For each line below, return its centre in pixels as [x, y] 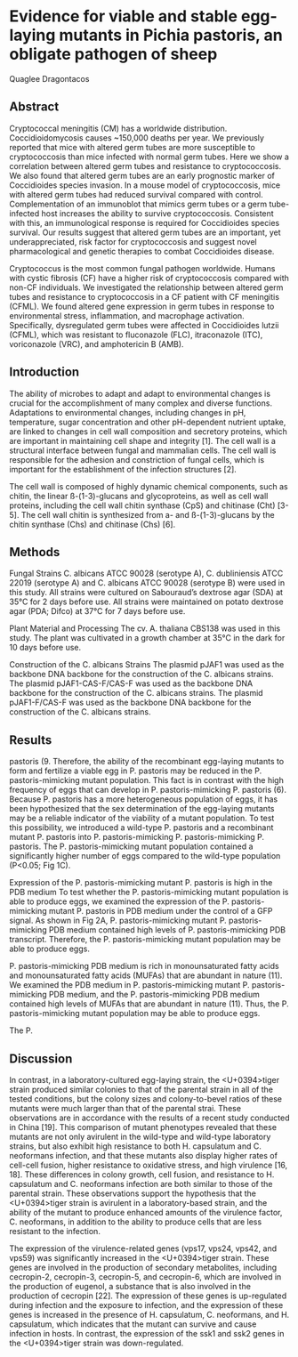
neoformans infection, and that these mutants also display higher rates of [144, 1155]
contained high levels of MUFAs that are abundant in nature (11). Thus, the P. [149, 1004]
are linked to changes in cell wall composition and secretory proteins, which [148, 431]
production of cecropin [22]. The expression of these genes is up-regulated [148, 1296]
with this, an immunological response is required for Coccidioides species [145, 222]
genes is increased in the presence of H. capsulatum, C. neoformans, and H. [149, 1315]
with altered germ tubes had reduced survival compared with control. [137, 194]
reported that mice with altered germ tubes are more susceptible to [132, 147]
